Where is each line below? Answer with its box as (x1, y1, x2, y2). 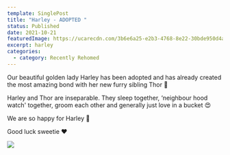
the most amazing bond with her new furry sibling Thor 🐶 (7, 80, 168, 89)
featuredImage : (7, 36, 51, 42)
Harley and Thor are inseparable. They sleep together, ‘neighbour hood (7, 94, 208, 102)
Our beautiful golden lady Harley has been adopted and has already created (7, 73, 222, 81)
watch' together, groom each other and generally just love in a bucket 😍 (7, 100, 212, 109)
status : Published (7, 23, 60, 29)
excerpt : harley (7, 42, 53, 48)
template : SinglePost (7, 10, 69, 17)
